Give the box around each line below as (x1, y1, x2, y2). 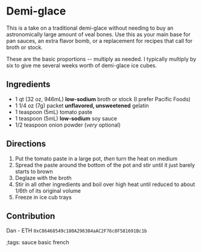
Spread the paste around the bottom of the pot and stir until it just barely (14, 161, 195, 168)
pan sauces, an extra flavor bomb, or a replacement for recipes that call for (6, 37, 193, 44)
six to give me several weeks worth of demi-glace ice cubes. (6, 62, 157, 69)
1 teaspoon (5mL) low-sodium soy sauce (14, 114, 118, 122)
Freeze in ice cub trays (14, 193, 72, 201)
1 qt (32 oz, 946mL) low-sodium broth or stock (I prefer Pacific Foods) (14, 95, 191, 102)
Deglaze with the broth (14, 174, 72, 181)
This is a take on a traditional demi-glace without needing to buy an (6, 24, 174, 31)
